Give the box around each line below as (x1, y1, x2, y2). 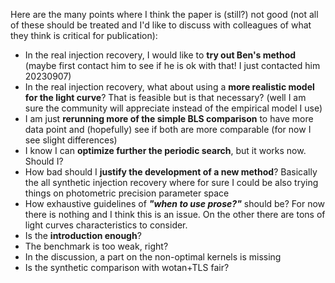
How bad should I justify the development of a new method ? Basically (24, 166, 318, 178)
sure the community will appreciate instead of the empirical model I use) (24, 102, 323, 114)
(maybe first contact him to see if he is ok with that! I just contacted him (24, 60, 321, 71)
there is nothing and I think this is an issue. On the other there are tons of (24, 209, 326, 220)
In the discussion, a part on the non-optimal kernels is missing (24, 251, 282, 263)
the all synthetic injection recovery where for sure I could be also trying (24, 177, 319, 188)
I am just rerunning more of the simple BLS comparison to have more (24, 113, 314, 124)
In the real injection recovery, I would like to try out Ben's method (24, 49, 297, 61)
